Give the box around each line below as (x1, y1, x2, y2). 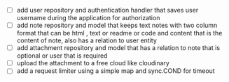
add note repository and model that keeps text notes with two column (16, 21, 218, 30)
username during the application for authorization (16, 14, 160, 22)
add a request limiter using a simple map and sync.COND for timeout (16, 67, 215, 75)
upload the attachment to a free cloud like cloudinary (16, 59, 169, 67)
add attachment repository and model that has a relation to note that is (16, 44, 221, 52)
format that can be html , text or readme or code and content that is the (16, 29, 223, 38)
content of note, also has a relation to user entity (16, 36, 157, 44)
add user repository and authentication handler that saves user (16, 6, 199, 14)
